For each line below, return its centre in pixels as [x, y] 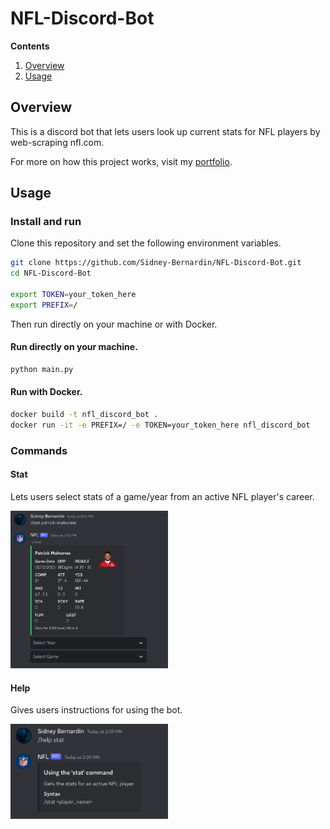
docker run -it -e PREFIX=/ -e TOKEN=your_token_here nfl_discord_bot [160, 425]
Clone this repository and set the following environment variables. [146, 243]
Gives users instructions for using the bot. [96, 710]
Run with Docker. [46, 392]
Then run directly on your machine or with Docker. [114, 324]
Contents [30, 46]
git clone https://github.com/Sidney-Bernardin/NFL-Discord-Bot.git [156, 263]
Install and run [46, 222]
